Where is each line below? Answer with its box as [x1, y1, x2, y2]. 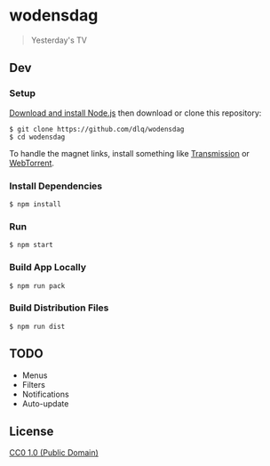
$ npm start [9, 241, 53, 250]
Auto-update [21, 398, 69, 409]
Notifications [21, 389, 69, 399]
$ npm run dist [9, 322, 66, 331]
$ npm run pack [9, 281, 66, 290]
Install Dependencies [9, 180, 103, 192]
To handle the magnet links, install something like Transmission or [9, 148, 250, 158]
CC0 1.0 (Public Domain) [9, 447, 99, 458]
